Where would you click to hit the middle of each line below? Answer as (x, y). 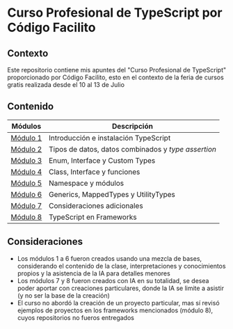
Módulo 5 (26, 183)
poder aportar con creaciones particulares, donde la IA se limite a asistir (121, 288)
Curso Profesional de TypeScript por (115, 13)
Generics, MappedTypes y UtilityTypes (112, 194)
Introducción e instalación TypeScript (110, 138)
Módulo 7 (26, 205)
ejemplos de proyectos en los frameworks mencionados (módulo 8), (115, 310)
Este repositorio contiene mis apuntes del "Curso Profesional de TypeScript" (117, 70)
